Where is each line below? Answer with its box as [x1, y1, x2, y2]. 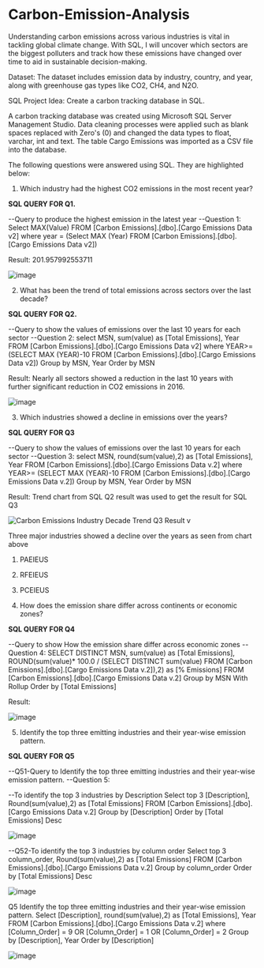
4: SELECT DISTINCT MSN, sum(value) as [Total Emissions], [39, 648, 235, 657]
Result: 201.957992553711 [8, 254, 93, 264]
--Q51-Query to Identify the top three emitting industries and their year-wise [8, 766, 255, 776]
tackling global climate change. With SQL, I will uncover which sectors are [8, 40, 248, 49]
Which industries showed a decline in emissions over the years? [19, 412, 228, 422]
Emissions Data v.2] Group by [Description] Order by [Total [32, 807, 224, 816]
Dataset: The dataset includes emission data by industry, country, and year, [8, 72, 254, 81]
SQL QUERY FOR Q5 [8, 751, 75, 760]
